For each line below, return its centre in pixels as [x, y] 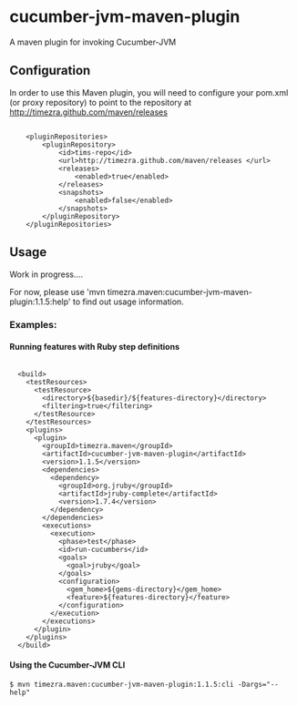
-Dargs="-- [258, 684]
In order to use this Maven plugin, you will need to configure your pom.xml [149, 92]
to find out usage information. [128, 302]
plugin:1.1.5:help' [40, 302]
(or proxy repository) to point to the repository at [101, 102]
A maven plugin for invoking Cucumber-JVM [93, 42]
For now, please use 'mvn [57, 292]
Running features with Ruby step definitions [95, 347]
